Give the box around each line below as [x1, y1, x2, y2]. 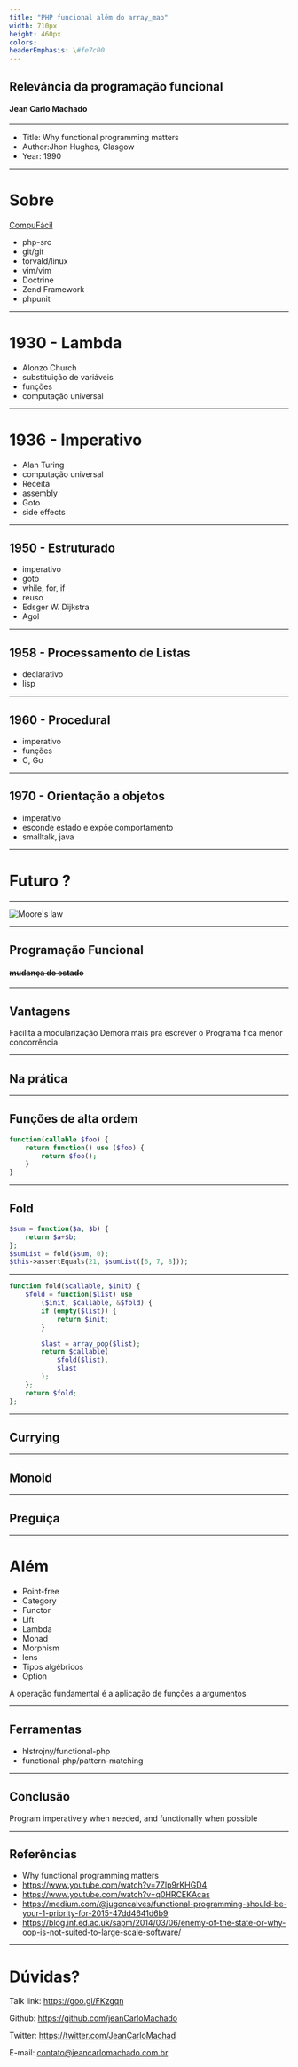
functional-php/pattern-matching [21, 1755, 144, 1766]
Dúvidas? [9, 1967, 81, 1986]
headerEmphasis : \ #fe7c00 [9, 46, 105, 55]
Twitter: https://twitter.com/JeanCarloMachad [9, 2031, 176, 2041]
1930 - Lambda [9, 332, 122, 353]
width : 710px [9, 21, 58, 30]
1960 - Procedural [9, 712, 111, 727]
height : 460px [9, 29, 62, 38]
